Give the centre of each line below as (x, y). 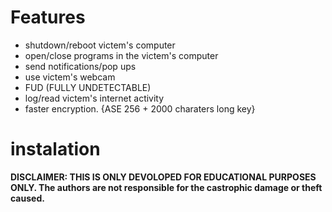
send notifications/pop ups (80, 66)
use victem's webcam (70, 77)
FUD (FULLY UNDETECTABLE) (88, 87)
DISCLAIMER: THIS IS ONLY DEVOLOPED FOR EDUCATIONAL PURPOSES (163, 177)
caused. (27, 198)
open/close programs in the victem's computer (121, 55)
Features (48, 17)
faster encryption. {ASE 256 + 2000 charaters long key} (140, 108)
